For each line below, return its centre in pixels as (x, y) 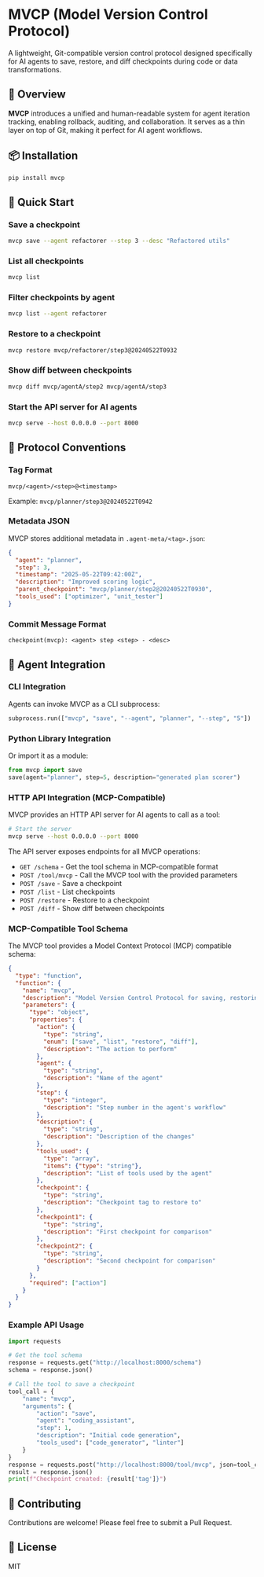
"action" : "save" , (66, 1413)
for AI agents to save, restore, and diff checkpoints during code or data (123, 61)
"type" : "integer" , (75, 1100)
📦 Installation (43, 156)
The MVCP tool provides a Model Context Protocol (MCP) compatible (120, 946)
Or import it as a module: (48, 755)
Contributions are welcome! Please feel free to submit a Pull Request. (120, 1523)
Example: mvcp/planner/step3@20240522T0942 (81, 501)
